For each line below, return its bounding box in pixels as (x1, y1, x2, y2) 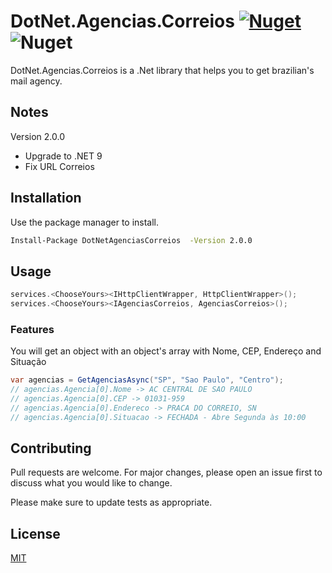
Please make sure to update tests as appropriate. (10, 496, 213, 509)
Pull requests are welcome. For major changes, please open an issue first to (10, 466, 323, 479)
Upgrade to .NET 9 (24, 150, 103, 162)
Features (10, 322, 55, 336)
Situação (10, 356, 47, 368)
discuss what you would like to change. (10, 477, 173, 489)
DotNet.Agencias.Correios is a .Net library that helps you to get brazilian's (10, 64, 315, 76)
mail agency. (10, 75, 63, 87)
